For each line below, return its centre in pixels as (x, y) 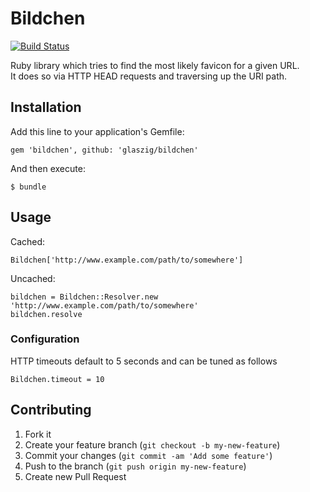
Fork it (38, 434)
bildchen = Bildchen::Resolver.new (84, 297)
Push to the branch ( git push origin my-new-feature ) (135, 466)
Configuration (45, 339)
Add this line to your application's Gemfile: (97, 131)
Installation (46, 107)
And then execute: (48, 168)
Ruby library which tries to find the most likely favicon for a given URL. (155, 65)
